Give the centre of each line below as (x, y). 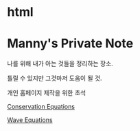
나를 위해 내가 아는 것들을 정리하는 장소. (60, 63)
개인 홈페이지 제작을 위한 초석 (47, 93)
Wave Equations (30, 120)
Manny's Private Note (70, 44)
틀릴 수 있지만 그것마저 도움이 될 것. (55, 78)
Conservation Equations (41, 107)
